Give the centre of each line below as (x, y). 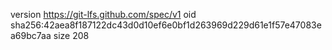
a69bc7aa (31, 35)
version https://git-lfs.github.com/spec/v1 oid (103, 14)
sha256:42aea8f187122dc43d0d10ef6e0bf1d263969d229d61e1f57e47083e (166, 25)
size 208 (71, 35)
